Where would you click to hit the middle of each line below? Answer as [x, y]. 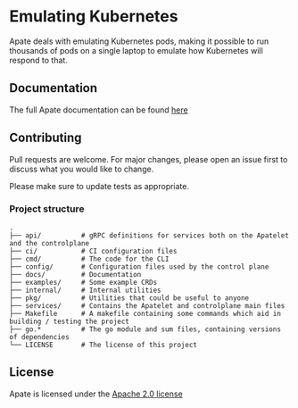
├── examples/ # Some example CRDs [83, 282]
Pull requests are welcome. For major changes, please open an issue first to [149, 159]
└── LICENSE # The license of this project [103, 345]
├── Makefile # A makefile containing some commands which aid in [145, 313]
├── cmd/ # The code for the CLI [89, 259]
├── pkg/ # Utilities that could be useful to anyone [129, 298]
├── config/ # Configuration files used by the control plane [139, 266]
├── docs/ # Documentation [75, 274]
